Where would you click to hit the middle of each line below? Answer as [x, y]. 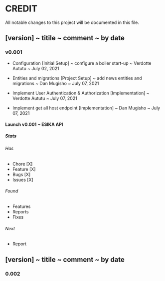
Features [21, 206]
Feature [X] [24, 169]
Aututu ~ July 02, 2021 [36, 68]
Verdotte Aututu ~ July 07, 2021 [45, 98]
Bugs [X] [21, 174]
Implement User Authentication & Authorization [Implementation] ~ [81, 93]
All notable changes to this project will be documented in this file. [72, 22]
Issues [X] [23, 180]
